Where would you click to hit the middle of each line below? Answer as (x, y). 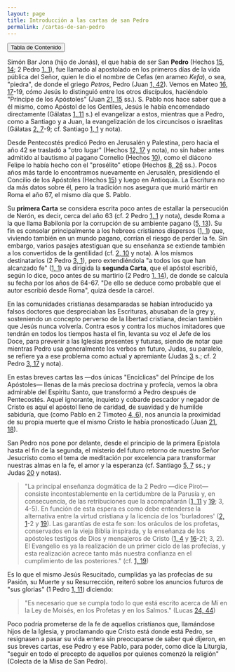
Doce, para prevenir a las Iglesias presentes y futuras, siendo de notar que (115, 342)
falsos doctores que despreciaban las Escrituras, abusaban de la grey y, (112, 311)
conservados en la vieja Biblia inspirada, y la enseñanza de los (115, 531)
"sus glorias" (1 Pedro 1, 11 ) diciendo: (60, 589)
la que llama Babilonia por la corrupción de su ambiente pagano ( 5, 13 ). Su (115, 223)
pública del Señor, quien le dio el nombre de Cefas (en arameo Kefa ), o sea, (117, 77)
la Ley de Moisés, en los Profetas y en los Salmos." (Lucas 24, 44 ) (120, 610)
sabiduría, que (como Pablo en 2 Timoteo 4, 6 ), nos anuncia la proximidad (114, 415)
